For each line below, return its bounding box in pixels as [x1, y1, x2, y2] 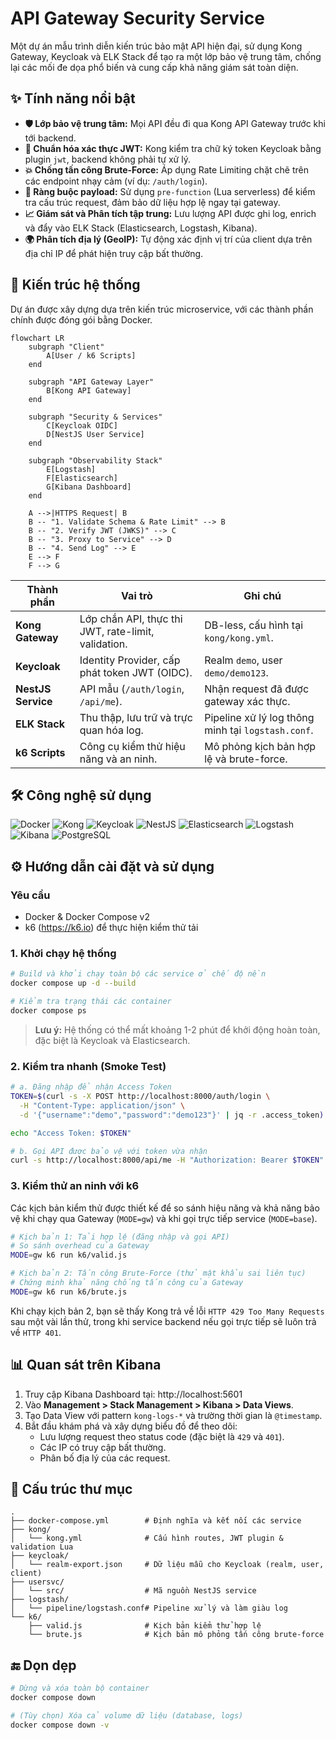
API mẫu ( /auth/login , [79, 682, 185, 696]
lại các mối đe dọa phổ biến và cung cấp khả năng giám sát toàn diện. [10, 61, 299, 73]
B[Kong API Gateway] [46, 385, 132, 396]
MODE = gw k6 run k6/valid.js [10, 1250, 128, 1261]
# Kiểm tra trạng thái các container [10, 997, 172, 1007]
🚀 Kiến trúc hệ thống [10, 277, 141, 294]
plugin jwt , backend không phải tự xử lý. [24, 153, 191, 165]
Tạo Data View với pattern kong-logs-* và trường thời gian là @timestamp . [24, 1409, 323, 1421]
